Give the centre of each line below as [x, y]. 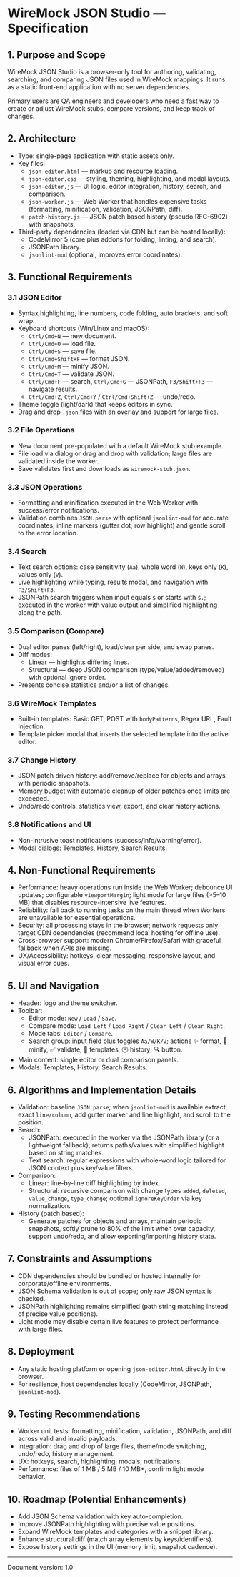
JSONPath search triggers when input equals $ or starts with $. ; [112, 598]
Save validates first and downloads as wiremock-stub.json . [104, 468]
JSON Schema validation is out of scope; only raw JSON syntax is [115, 1291]
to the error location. [48, 533]
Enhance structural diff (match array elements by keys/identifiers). [115, 1539]
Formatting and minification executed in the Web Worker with [108, 503]
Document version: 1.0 [40, 1568]
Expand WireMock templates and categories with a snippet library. [115, 1532]
